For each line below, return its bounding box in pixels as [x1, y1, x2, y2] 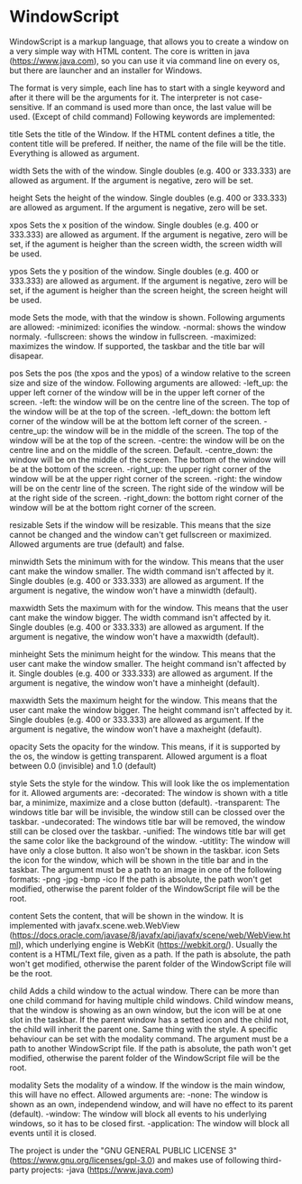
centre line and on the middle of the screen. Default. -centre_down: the [9, 444, 273, 455]
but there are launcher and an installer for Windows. [9, 65, 203, 76]
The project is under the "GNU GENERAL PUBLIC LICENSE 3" [9, 1144, 237, 1156]
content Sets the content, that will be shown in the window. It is [9, 910, 244, 921]
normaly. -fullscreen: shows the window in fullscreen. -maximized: [9, 331, 257, 342]
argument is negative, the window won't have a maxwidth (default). [9, 631, 260, 642]
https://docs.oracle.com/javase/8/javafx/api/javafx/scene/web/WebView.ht [12, 930, 291, 940]
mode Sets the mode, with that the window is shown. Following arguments [9, 311, 286, 322]
